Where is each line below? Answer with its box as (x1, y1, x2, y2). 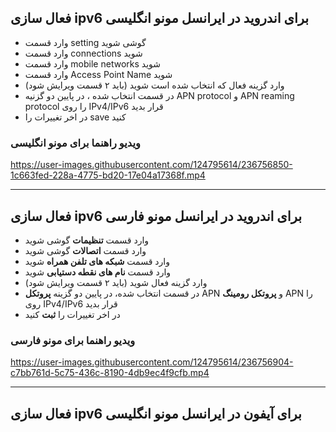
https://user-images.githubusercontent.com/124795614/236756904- (10, 356, 294, 368)
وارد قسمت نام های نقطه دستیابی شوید (24, 266, 172, 278)
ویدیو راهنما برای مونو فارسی (10, 333, 136, 347)
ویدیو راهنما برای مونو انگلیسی (10, 136, 141, 150)
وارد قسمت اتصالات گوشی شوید (24, 244, 147, 256)
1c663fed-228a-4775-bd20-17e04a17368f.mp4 (10, 169, 206, 181)
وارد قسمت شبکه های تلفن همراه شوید (24, 255, 170, 267)
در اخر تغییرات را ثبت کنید (24, 308, 121, 320)
